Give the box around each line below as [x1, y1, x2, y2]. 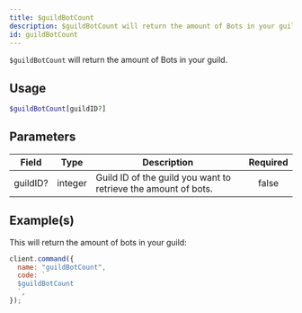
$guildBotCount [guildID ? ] [9, 104, 106, 113]
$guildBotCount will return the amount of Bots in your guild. [9, 55, 228, 66]
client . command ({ [9, 254, 75, 264]
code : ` [17, 271, 47, 280]
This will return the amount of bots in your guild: [9, 237, 187, 247]
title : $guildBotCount [9, 13, 94, 22]
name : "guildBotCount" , [17, 263, 106, 272]
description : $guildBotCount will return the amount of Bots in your [9, 22, 276, 31]
